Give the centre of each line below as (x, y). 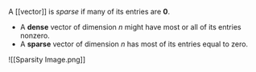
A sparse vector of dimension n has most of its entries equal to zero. (134, 44)
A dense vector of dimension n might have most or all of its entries (130, 27)
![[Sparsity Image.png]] (47, 60)
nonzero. (35, 36)
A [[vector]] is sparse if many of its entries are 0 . (89, 12)
